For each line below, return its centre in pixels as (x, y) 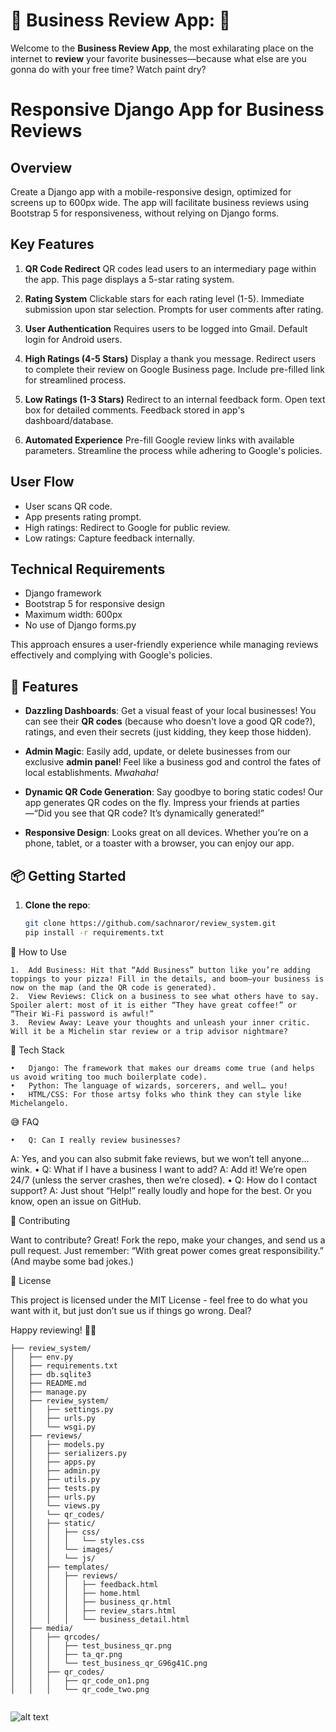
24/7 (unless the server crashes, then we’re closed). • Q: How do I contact (163, 1180)
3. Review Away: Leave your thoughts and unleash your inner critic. (160, 1022)
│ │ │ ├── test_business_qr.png (91, 1645)
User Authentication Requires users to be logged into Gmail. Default (166, 328)
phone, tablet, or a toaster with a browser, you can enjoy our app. (159, 843)
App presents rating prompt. (83, 516)
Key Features (52, 244)
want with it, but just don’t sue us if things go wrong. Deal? (131, 1310)
